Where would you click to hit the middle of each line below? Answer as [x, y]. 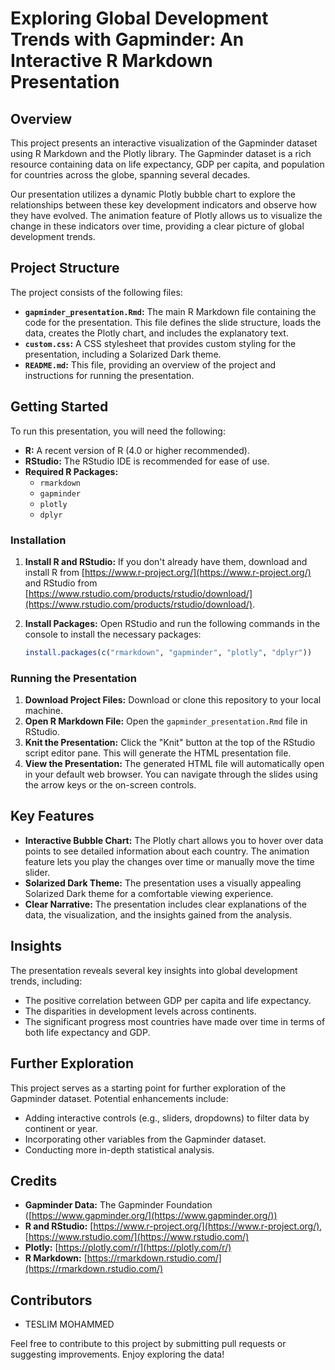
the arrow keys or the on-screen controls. [110, 785]
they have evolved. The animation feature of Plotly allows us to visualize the [166, 215]
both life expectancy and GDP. [87, 1032]
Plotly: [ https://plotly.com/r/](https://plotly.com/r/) [128, 1248]
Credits [34, 1180]
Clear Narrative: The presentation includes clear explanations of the [166, 904]
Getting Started [59, 407]
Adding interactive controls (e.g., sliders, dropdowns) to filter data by [167, 1118]
